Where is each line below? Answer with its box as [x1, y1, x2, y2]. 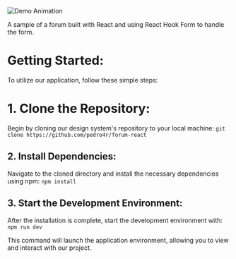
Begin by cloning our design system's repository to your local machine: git [7, 124, 226, 132]
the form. [7, 28, 34, 36]
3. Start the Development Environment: [7, 198, 183, 210]
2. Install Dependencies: [7, 150, 117, 162]
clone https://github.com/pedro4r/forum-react [7, 131, 147, 138]
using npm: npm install [7, 176, 76, 185]
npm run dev [7, 223, 42, 231]
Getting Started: [7, 53, 104, 68]
